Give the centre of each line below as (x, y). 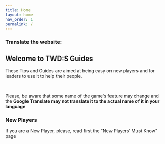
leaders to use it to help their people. (44, 76)
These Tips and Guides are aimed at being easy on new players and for (80, 70)
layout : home (19, 15)
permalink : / (19, 24)
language (16, 106)
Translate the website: (34, 42)
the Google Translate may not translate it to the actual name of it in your (82, 101)
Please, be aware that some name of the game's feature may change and (82, 96)
